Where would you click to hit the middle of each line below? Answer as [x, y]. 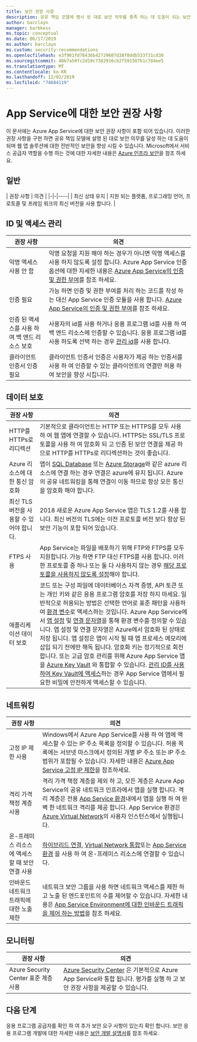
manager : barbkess [28, 28]
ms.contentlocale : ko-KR [36, 72]
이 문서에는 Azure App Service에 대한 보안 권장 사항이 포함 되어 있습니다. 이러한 [98, 131]
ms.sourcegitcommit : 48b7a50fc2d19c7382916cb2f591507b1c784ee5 [85, 61]
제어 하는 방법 [67, 914]
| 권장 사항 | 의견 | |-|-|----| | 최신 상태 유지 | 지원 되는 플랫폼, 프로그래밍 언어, [95, 196]
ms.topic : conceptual [33, 34]
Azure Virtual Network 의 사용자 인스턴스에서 [101, 817]
